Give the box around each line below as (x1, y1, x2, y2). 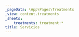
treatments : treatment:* (13, 20, 64, 25)
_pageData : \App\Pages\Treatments (5, 7, 75, 12)
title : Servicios (5, 25, 40, 30)
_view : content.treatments (5, 12, 59, 16)
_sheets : (5, 16, 23, 21)
